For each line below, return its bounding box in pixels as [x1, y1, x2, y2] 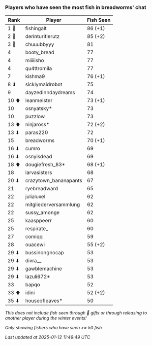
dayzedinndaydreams [25, 89, 75, 96]
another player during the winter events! [5, 315, 87, 321]
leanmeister [25, 97, 53, 104]
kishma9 [25, 73, 45, 80]
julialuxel [25, 193, 46, 200]
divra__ [25, 257, 42, 264]
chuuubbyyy [25, 41, 54, 48]
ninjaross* [25, 121, 50, 128]
